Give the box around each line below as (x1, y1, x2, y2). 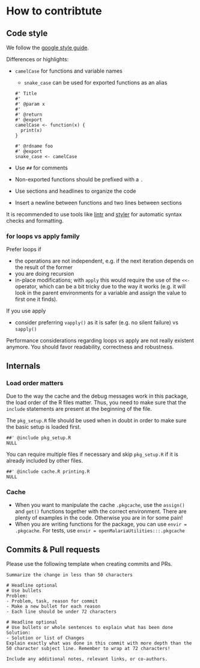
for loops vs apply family (6, 232, 80, 240)
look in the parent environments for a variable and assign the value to (14, 290, 187, 297)
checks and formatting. (6, 217, 64, 224)
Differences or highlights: (6, 56, 69, 62)
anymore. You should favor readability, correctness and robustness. (6, 344, 174, 351)
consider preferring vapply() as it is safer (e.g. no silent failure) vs (14, 319, 179, 326)
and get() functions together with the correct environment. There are (14, 508, 187, 515)
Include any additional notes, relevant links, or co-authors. (6, 656, 168, 662)
